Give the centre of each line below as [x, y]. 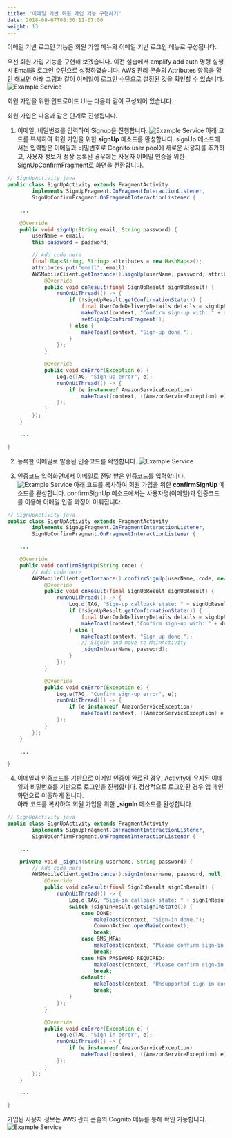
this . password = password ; [71, 242]
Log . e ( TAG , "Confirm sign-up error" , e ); [117, 694]
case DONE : [97, 913]
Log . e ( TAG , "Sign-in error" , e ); [105, 1035]
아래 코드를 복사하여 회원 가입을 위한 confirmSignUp [145, 484]
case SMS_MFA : [101, 939]
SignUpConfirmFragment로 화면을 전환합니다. [80, 165]
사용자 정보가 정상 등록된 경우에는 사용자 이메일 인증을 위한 [106, 157]
